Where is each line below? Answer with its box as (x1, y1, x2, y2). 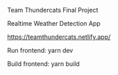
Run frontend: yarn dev (7, 47, 74, 54)
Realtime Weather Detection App (7, 19, 101, 27)
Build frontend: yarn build (7, 60, 80, 68)
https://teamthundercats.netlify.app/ (7, 33, 111, 41)
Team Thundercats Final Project (7, 6, 99, 14)
